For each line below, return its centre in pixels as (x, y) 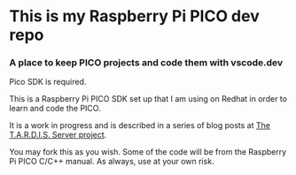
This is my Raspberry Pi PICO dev (134, 16)
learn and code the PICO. (55, 109)
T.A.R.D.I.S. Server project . (58, 135)
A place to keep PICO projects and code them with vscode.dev (146, 63)
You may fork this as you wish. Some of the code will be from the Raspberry (148, 152)
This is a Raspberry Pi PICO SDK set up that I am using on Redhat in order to (148, 99)
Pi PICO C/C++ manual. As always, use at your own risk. (112, 162)
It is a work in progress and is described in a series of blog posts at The (140, 126)
